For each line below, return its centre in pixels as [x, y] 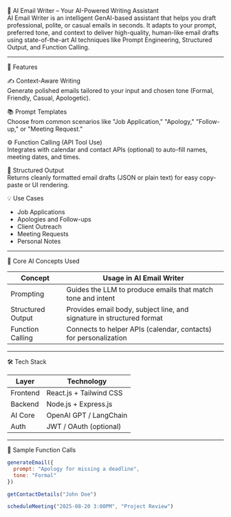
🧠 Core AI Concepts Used [44, 261]
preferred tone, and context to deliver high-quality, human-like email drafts [113, 32]
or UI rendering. [47, 185]
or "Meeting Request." [52, 129]
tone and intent [91, 298]
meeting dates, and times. [44, 157]
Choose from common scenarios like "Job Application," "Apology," [101, 122]
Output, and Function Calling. [48, 47]
